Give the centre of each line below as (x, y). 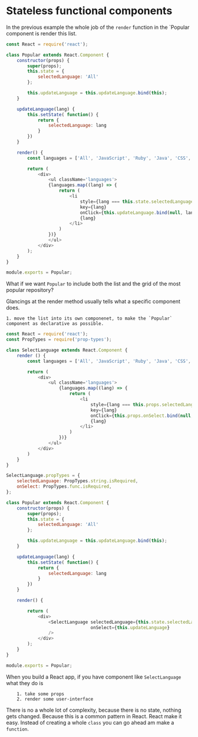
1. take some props (41, 694)
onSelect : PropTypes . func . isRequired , (64, 487)
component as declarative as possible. (55, 324)
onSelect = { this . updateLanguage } (130, 627)
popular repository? (30, 290)
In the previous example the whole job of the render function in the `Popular (98, 27)
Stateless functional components (89, 11)
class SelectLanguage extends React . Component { (67, 350)
